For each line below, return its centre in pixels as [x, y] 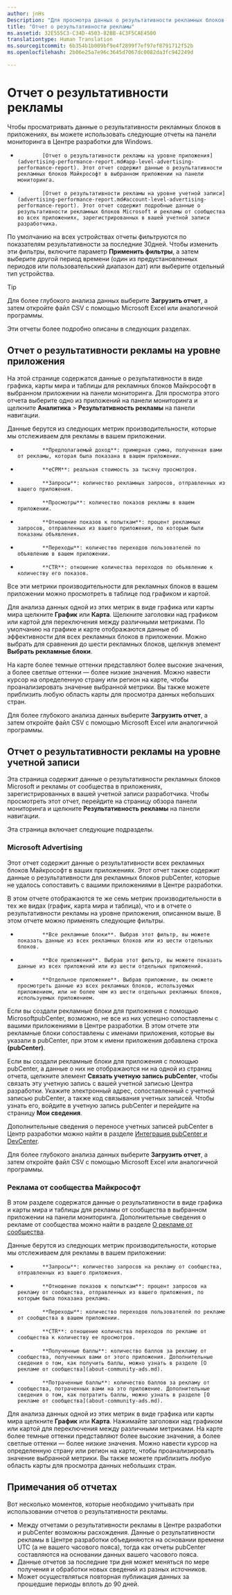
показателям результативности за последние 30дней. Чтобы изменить [113, 244]
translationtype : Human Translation [60, 40]
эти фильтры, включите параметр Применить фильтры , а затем [103, 251]
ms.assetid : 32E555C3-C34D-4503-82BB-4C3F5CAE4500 [82, 33]
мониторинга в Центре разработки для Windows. [80, 141]
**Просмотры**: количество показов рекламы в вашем [118, 502]
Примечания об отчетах [62, 1487]
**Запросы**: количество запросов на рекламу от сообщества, [133, 1267]
